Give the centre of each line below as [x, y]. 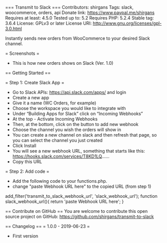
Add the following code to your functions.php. [60, 181]
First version [25, 236]
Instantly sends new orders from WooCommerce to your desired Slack [77, 38]
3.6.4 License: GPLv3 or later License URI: [48, 23]
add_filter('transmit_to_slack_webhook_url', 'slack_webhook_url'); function [81, 196]
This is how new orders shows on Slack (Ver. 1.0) [63, 63]
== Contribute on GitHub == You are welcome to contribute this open [76, 211]
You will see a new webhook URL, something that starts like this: [78, 151]
